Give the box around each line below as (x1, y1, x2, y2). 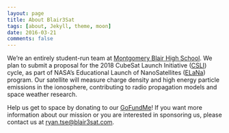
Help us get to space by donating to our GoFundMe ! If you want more (7, 104, 203, 112)
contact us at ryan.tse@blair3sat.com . (7, 118, 115, 126)
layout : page (7, 10, 44, 17)
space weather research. (7, 90, 77, 99)
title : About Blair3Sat (7, 16, 75, 23)
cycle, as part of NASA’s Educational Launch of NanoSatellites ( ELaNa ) (7, 69, 206, 77)
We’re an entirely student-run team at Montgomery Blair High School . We (7, 54, 213, 62)
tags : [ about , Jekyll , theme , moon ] (7, 23, 111, 29)
